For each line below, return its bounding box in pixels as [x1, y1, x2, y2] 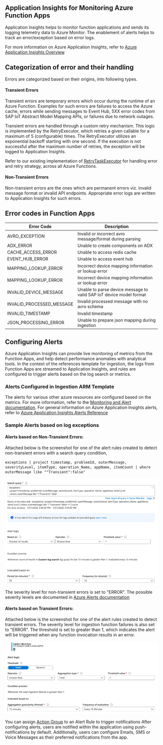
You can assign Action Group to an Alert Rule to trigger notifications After [5, 719, 151, 725]
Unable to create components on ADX [77, 243, 153, 248]
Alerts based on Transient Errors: [5, 606, 74, 612]
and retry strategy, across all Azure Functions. [5, 163, 98, 169]
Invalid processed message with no [77, 298, 148, 305]
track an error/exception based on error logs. [5, 34, 96, 40]
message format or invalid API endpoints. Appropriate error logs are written [5, 190, 156, 196]
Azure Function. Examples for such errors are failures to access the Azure [5, 103, 153, 109]
